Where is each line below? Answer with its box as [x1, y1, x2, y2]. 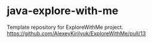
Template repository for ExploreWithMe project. [7, 24, 124, 31]
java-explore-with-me [7, 4, 119, 18]
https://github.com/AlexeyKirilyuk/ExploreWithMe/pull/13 [7, 29, 146, 37]
